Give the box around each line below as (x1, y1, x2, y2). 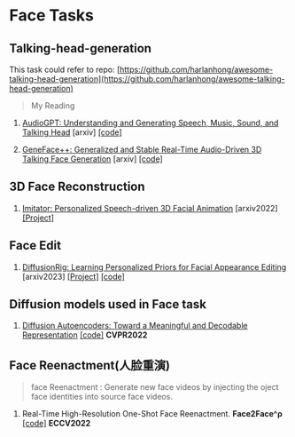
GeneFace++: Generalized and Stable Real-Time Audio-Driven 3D (21, 144, 262, 155)
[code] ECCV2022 (21, 418, 91, 429)
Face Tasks (9, 5, 95, 26)
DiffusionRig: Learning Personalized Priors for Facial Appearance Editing (21, 261, 287, 272)
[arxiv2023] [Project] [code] (21, 271, 126, 282)
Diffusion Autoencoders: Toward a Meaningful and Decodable (21, 321, 248, 331)
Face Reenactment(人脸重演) (9, 357, 171, 373)
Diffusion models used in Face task (9, 297, 206, 312)
